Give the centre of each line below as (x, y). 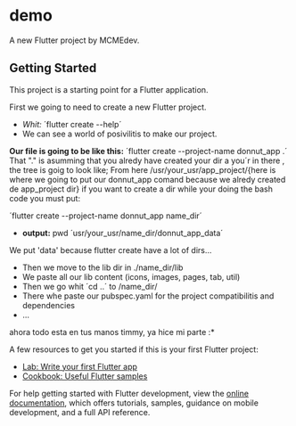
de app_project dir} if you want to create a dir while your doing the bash (141, 189)
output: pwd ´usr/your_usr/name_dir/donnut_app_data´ (123, 233)
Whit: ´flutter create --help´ (72, 124)
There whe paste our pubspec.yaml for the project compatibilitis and (148, 296)
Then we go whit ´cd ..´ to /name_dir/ (90, 286)
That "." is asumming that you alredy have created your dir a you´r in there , (147, 160)
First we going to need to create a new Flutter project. (108, 107)
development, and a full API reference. (80, 412)
